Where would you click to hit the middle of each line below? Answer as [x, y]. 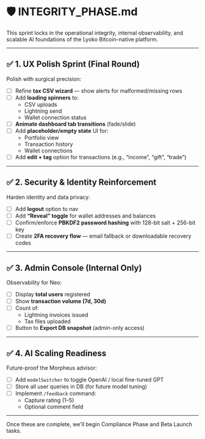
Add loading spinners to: [47, 98]
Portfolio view [41, 137]
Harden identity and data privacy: [48, 197]
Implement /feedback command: [56, 393]
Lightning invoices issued [56, 315]
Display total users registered [52, 294]
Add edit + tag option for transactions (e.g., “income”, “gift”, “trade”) [101, 157]
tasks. [14, 431]
